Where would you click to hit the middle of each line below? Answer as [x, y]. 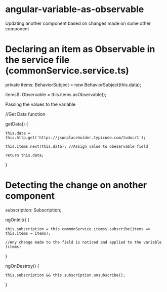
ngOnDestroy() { [22, 266]
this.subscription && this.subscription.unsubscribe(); [65, 275]
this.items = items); [28, 233]
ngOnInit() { [17, 220]
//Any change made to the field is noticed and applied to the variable [83, 242]
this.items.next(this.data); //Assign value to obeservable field [77, 146]
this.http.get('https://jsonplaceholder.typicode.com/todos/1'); [75, 138]
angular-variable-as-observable [75, 9]
